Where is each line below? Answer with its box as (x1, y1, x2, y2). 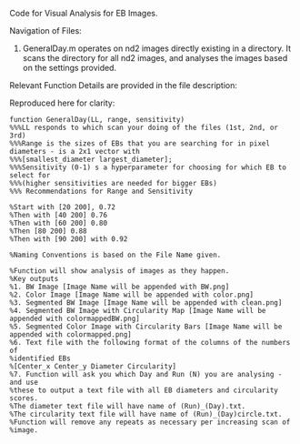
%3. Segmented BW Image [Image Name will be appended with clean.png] (9, 298, 283, 308)
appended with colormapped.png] (9, 330, 132, 339)
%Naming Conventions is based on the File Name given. (9, 250, 222, 259)
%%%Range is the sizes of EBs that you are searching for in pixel (9, 139, 271, 148)
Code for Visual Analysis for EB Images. (9, 8, 158, 18)
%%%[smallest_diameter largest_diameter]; (9, 155, 173, 164)
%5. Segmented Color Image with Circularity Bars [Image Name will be (9, 322, 283, 331)
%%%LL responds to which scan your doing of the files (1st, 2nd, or (9, 123, 279, 132)
